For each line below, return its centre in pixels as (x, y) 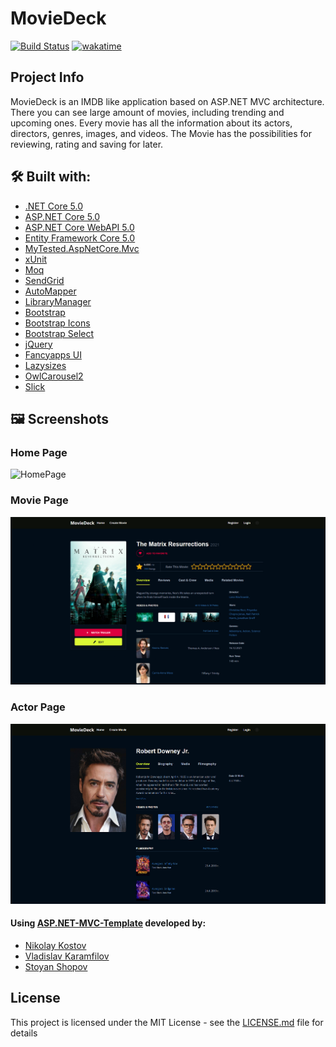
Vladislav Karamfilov (67, 956)
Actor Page (38, 707)
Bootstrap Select (59, 333)
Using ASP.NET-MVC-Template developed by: (108, 923)
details (24, 1033)
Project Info (47, 77)
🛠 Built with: (51, 177)
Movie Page (39, 500)
